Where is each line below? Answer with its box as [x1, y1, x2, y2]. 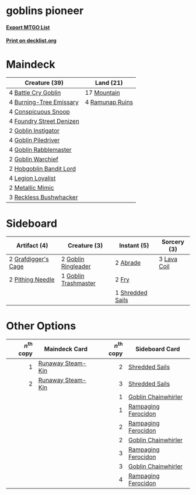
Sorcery [161, 238, 185, 246]
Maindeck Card [44, 345, 88, 353]
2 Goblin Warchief [9, 155, 58, 163]
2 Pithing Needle [9, 276, 55, 284]
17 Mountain [85, 89, 121, 97]
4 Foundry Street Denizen [9, 117, 80, 125]
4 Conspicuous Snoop [9, 108, 70, 116]
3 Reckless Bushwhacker [9, 193, 78, 201]
